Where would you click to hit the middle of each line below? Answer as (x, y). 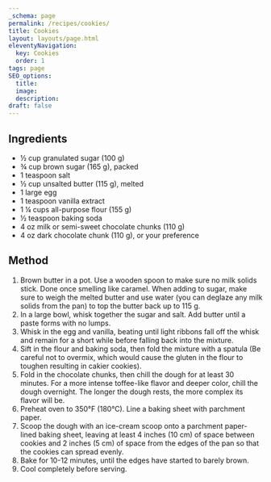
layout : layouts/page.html (54, 38)
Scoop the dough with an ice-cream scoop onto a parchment (121, 425)
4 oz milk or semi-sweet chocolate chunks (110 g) (102, 226)
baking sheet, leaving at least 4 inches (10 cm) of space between (146, 434)
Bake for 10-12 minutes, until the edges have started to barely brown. (135, 460)
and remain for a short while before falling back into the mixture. (127, 340)
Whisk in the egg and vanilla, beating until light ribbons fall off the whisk (140, 331)
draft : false (30, 106)
